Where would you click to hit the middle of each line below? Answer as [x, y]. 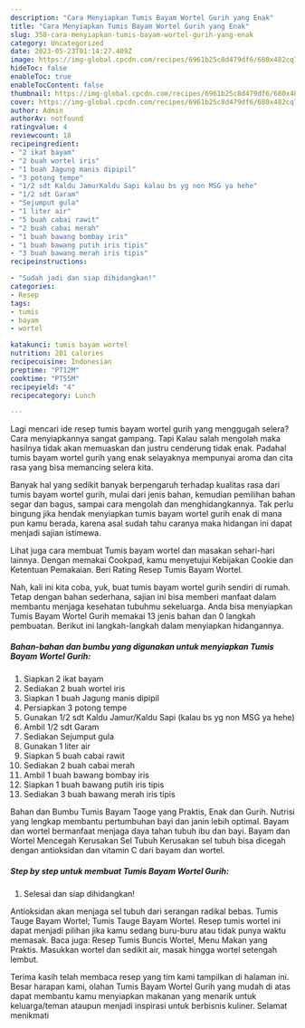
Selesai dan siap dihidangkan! [79, 894]
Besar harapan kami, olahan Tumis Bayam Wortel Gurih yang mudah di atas [150, 986]
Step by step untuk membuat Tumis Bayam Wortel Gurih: [120, 871]
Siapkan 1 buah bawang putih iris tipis [94, 785]
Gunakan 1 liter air [57, 747]
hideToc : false [39, 69]
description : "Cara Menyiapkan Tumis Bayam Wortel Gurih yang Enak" [142, 18]
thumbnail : [31, 93]
